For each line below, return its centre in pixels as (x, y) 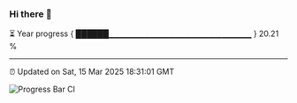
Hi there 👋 (31, 14)
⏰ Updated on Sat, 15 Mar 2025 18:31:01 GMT (92, 72)
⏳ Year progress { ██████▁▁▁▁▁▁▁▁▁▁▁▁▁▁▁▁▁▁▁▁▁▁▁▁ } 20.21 (144, 33)
